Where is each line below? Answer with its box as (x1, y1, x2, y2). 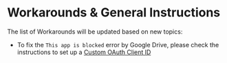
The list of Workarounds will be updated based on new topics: (7, 27, 183, 36)
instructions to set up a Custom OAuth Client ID (17, 48, 151, 56)
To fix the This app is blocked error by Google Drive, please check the (17, 40, 219, 49)
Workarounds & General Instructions (7, 5, 221, 21)
